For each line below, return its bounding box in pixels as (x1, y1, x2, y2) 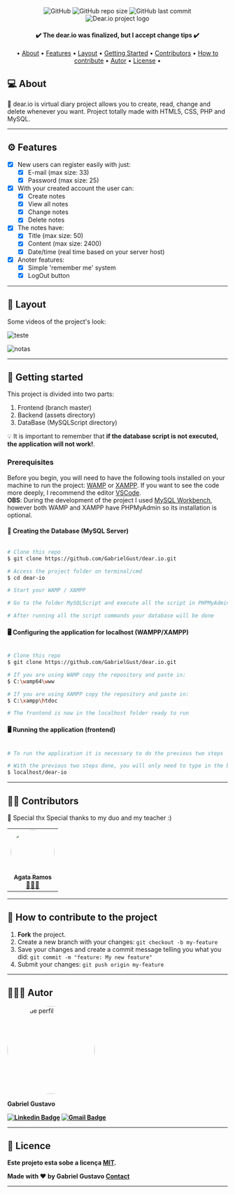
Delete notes (27, 215, 65, 224)
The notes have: (17, 224, 64, 232)
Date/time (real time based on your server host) (27, 247, 165, 256)
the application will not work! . (7, 440, 96, 449)
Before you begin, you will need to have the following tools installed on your (7, 473, 225, 482)
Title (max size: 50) (27, 232, 84, 240)
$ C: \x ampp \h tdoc (7, 697, 58, 704)
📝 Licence (7, 1140, 51, 1152)
